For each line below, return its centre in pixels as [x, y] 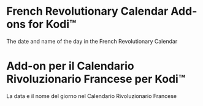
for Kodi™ [52, 24]
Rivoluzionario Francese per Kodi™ [96, 79]
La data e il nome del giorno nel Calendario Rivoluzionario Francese [92, 96]
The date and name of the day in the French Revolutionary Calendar [92, 41]
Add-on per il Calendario [70, 66]
